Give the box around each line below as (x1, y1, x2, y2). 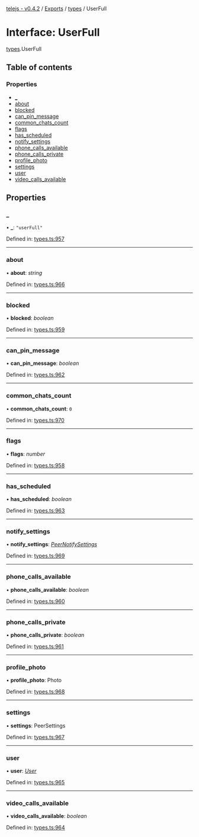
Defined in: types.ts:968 (6, 688, 65, 695)
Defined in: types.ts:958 (6, 461, 65, 469)
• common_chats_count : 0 (6, 405, 72, 412)
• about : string (6, 269, 43, 276)
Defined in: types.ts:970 (6, 416, 65, 424)
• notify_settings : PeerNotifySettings (6, 541, 98, 548)
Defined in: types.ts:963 (6, 507, 65, 514)
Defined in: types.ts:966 (6, 281, 65, 288)
